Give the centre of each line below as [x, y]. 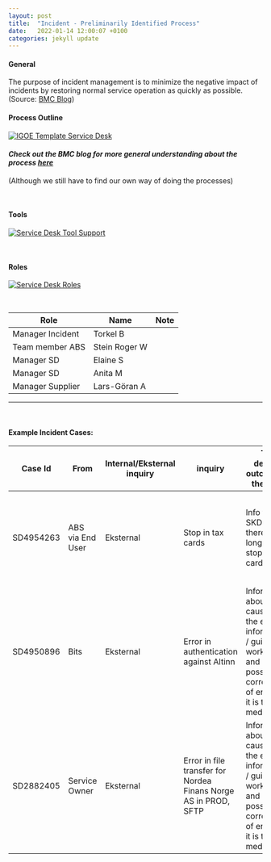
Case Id [36, 469]
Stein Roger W [120, 347]
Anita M [108, 374]
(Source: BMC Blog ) [42, 99]
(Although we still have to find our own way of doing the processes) [121, 180]
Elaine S [108, 360]
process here [31, 163]
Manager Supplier [46, 387]
